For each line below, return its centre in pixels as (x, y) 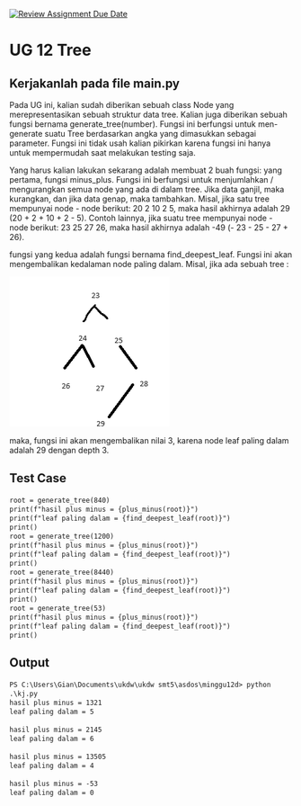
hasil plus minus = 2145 (56, 730)
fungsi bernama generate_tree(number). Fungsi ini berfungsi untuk (133, 124)
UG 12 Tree (50, 50)
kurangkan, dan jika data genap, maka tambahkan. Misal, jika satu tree (139, 199)
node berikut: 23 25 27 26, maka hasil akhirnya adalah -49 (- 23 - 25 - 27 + (149, 228)
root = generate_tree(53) (58, 608)
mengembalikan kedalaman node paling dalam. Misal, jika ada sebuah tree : (149, 264)
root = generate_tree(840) (60, 500)
